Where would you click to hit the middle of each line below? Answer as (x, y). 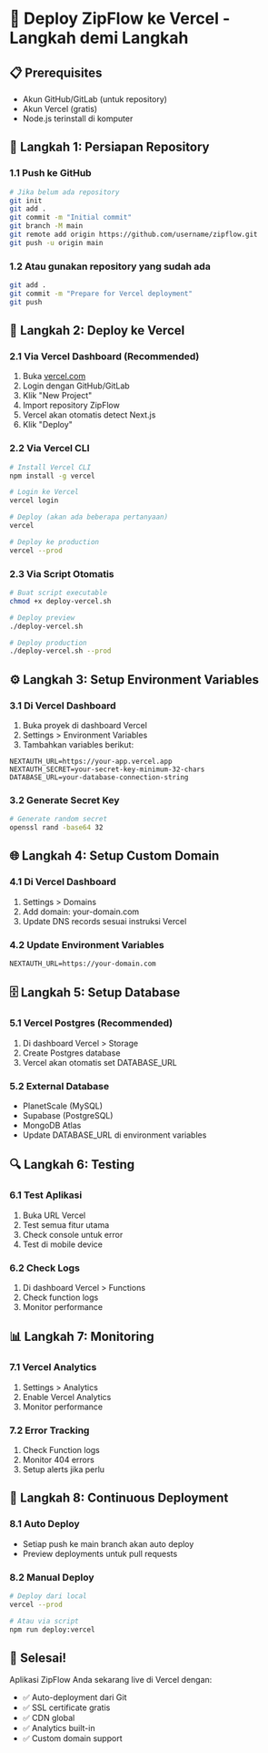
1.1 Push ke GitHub (51, 173)
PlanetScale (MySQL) (62, 1106)
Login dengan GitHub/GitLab (76, 386)
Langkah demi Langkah (99, 38)
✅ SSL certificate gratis (66, 1707)
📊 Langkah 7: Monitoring (82, 1337)
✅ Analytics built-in (59, 1728)
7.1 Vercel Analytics (53, 1367)
